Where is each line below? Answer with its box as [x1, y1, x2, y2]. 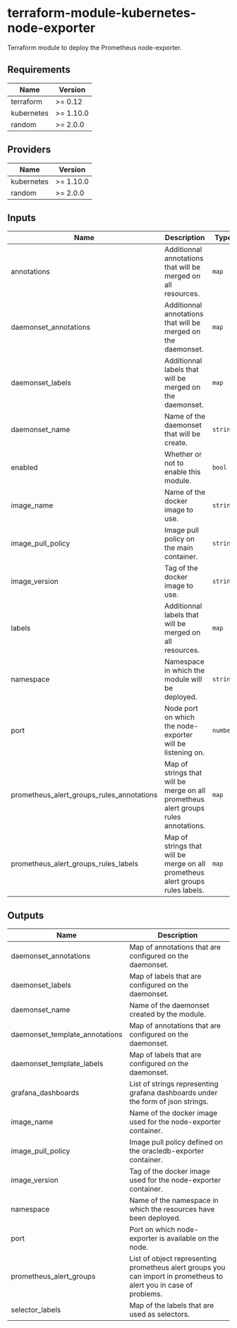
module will [164, 674, 202, 684]
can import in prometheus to [129, 1272, 224, 1281]
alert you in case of [129, 1280, 193, 1290]
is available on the [159, 1233, 219, 1243]
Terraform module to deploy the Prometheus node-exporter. [7, 43, 182, 52]
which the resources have [129, 1204, 215, 1214]
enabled [11, 462, 38, 472]
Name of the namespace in [129, 1195, 219, 1205]
